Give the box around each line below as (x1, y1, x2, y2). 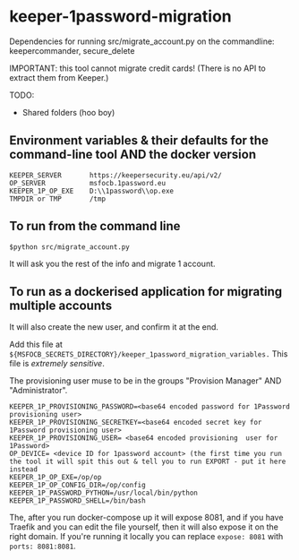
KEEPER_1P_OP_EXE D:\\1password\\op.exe (9, 186, 175, 195)
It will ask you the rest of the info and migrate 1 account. (9, 258, 217, 269)
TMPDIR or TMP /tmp (9, 194, 106, 203)
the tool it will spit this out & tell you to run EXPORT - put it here (9, 457, 286, 467)
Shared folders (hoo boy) (21, 107, 115, 117)
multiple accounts (9, 297, 113, 313)
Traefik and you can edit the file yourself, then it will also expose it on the (9, 521, 279, 532)
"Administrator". (9, 385, 68, 396)
